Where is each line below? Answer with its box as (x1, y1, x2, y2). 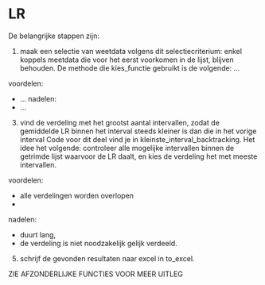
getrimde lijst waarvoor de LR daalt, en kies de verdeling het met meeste (19, 152, 258, 161)
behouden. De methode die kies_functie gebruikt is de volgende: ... (19, 63, 240, 72)
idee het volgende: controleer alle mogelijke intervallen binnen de (19, 143, 235, 152)
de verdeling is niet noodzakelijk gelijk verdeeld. (19, 238, 177, 248)
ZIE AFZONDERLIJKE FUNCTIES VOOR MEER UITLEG (8, 269, 183, 279)
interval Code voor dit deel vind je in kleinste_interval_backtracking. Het (19, 134, 255, 144)
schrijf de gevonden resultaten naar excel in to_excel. (19, 253, 195, 263)
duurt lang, (19, 229, 57, 239)
